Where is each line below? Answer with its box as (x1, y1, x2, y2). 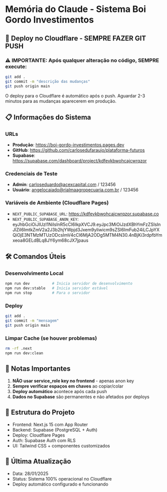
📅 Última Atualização (5, 457, 71, 466)
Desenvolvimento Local (5, 270, 64, 277)
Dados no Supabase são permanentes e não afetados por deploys (12, 394, 150, 400)
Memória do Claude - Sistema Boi (5, 3, 146, 15)
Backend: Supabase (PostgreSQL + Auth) (12, 427, 98, 433)
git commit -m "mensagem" (5, 318, 59, 323)
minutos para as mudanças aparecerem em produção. (5, 98, 117, 104)
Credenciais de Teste (5, 170, 58, 177)
